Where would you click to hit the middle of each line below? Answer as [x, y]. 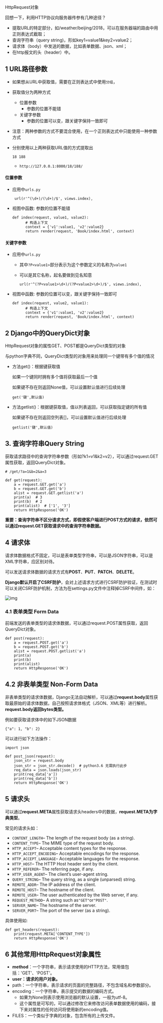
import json [17, 748]
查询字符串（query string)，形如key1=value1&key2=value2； [72, 40]
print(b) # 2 [28, 501]
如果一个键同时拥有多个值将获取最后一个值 [55, 377]
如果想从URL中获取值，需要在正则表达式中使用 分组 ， [65, 81]
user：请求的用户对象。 [36, 979]
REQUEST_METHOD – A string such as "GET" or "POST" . [60, 900]
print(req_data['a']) [36, 774]
